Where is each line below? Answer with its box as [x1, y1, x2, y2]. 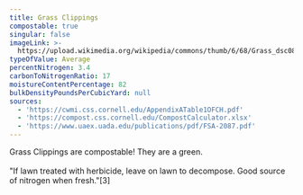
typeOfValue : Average [9, 55, 91, 64]
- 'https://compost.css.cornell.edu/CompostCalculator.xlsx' [17, 113, 252, 122]
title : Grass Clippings [9, 13, 99, 22]
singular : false [9, 30, 70, 39]
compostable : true [9, 22, 78, 31]
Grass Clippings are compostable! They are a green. [9, 146, 203, 157]
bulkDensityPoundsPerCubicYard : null [9, 88, 151, 97]
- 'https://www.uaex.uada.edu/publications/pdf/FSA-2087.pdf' [17, 122, 256, 131]
